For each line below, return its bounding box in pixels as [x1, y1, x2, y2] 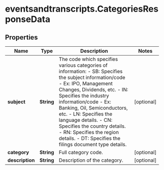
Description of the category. [59, 157, 123, 164]
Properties [5, 33, 38, 41]
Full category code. [59, 149, 103, 155]
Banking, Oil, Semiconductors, [59, 105, 128, 111]
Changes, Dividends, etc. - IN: [59, 86, 128, 93]
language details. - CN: [59, 117, 113, 123]
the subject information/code [59, 74, 125, 81]
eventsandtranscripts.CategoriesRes [5, 3, 159, 15]
